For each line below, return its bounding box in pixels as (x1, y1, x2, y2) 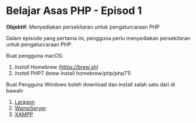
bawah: (6, 87, 25, 94)
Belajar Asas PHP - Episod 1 (6, 4, 142, 17)
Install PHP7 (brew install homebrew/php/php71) (14, 69, 132, 76)
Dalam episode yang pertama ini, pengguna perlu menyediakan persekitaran (6, 34, 191, 41)
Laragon (14, 98, 35, 106)
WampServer (14, 104, 47, 111)
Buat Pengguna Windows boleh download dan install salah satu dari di (6, 80, 176, 88)
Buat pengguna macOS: (6, 52, 64, 59)
